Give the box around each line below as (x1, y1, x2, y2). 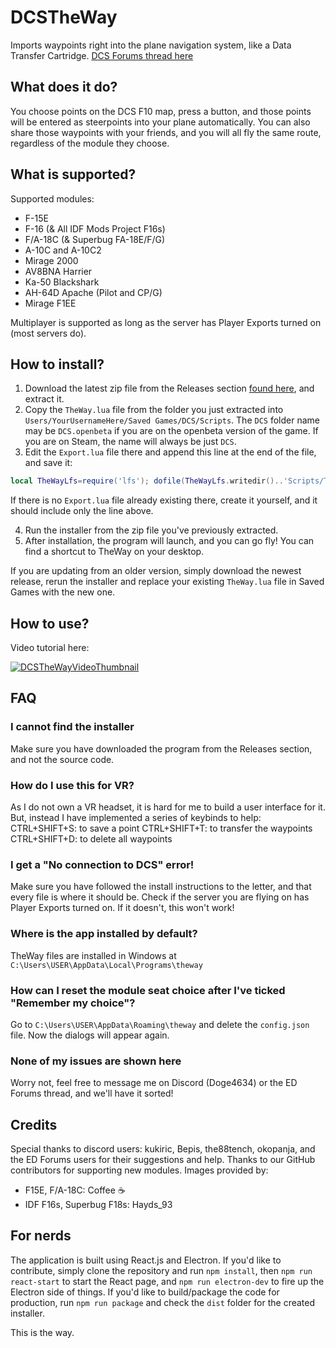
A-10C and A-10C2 (24, 244, 102, 256)
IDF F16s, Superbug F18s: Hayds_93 (24, 1199, 173, 1211)
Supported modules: (10, 192, 95, 205)
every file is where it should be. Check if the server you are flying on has (10, 891, 310, 903)
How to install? (10, 356, 105, 373)
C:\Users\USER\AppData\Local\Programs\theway (10, 960, 203, 970)
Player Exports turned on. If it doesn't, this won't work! (10, 902, 235, 914)
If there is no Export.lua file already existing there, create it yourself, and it (10, 494, 318, 506)
